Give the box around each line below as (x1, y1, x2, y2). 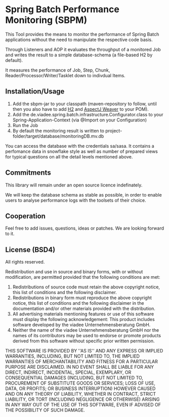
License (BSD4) (5, 245, 56, 254)
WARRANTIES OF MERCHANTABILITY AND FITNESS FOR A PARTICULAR (5, 359, 158, 365)
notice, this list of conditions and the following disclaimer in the (12, 300, 144, 306)
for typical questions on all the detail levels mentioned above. (5, 153, 133, 159)
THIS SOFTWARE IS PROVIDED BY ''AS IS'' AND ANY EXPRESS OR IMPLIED (5, 348, 163, 354)
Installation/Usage (5, 87, 65, 96)
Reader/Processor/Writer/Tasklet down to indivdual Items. (5, 72, 125, 78)
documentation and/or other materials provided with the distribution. (12, 306, 155, 312)
